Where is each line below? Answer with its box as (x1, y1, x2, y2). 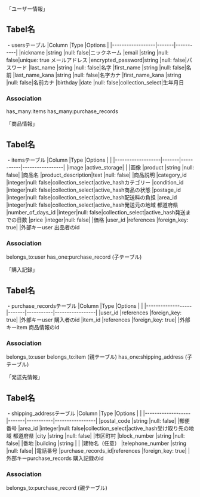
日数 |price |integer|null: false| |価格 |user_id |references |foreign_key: (16, 216, 189, 223)
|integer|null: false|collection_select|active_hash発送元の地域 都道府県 (6, 201, 179, 208)
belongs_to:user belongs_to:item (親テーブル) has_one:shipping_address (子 (6, 353, 193, 360)
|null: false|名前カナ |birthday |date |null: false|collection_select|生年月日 (6, 78, 184, 86)
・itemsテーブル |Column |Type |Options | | (6, 156, 112, 163)
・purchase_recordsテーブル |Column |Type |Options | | (6, 302, 143, 310)
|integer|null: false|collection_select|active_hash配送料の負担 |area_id (6, 193, 177, 201)
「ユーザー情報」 (6, 5, 48, 12)
